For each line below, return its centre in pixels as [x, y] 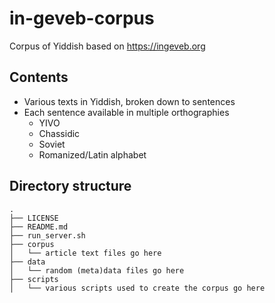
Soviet [52, 144]
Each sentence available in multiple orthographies [126, 112]
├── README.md [39, 227]
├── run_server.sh [47, 235]
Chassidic [59, 133]
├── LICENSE [34, 218]
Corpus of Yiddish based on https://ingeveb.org [107, 46]
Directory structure [70, 186]
